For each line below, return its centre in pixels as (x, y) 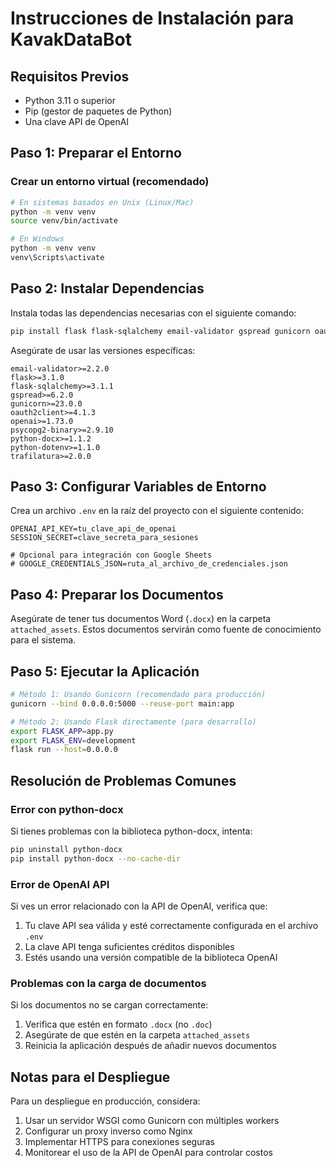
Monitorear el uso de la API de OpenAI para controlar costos (148, 1153)
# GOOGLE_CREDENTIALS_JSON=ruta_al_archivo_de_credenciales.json (149, 564)
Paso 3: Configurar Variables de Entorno (138, 487)
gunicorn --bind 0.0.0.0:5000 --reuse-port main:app (122, 703)
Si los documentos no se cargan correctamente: (109, 1005)
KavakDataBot (71, 39)
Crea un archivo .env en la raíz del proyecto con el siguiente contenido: (157, 511)
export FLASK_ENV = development (73, 740)
